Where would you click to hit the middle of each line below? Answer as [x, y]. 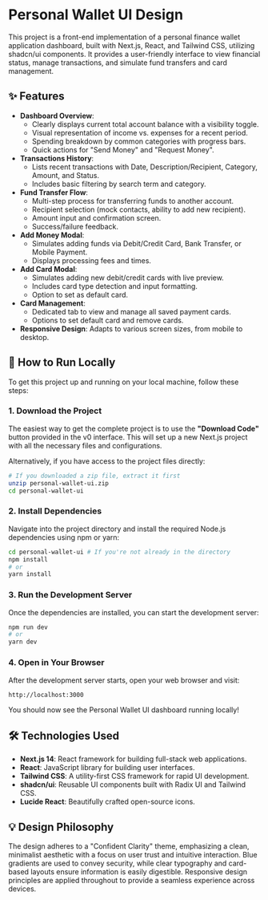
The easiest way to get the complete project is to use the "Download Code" [134, 428]
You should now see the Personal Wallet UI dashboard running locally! [124, 709]
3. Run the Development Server [70, 595]
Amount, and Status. [66, 175]
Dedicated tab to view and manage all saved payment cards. [132, 311]
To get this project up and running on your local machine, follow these [124, 382]
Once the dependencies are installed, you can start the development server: [134, 612]
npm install [28, 559]
